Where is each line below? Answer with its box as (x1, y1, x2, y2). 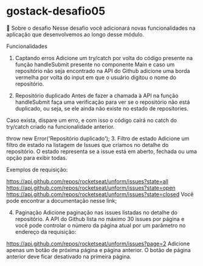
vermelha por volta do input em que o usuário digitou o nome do (15, 73, 176, 81)
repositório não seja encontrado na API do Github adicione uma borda (15, 67, 190, 74)
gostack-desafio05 (6, 4, 106, 18)
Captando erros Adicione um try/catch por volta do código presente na (15, 54, 193, 61)
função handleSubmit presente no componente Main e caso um (15, 61, 175, 68)
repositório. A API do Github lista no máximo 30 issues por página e (15, 215, 185, 222)
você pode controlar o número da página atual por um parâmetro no (15, 222, 186, 229)
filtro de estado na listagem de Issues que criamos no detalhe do (6, 141, 169, 148)
